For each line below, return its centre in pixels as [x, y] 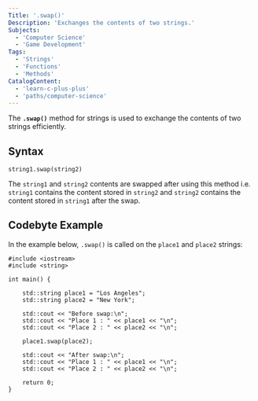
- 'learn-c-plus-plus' [52, 88]
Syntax [26, 151]
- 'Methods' [35, 74]
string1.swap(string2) [45, 170]
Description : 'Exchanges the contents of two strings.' [101, 23]
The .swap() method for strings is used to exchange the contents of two [125, 118]
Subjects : [24, 30]
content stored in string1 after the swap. [74, 200]
